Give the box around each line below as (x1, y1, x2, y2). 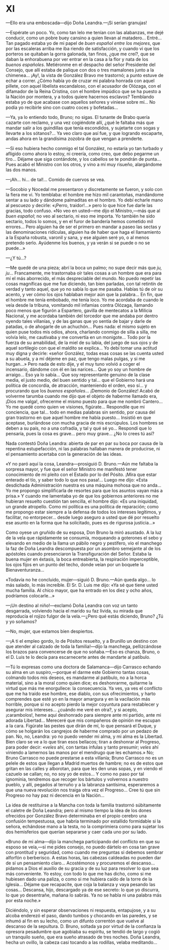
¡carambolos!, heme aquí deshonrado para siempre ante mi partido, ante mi (6, 712, 161, 718)
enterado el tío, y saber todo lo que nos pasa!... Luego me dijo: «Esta (6, 477, 148, 483)
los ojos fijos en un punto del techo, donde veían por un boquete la (6, 561, 144, 567)
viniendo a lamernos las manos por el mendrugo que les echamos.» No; (6, 749, 154, 756)
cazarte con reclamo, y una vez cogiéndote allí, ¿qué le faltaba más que (6, 119, 154, 125)
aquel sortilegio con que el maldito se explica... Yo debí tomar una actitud (6, 345, 157, 351)
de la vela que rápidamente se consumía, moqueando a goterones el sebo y (6, 534, 162, 540)
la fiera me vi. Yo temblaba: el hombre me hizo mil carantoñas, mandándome (6, 191, 164, 197)
